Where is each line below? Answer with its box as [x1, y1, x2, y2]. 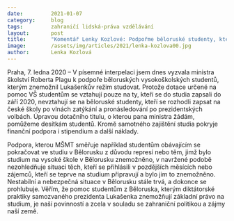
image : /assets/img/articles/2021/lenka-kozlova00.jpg [7, 42, 192, 49]
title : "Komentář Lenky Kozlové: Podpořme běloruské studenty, [7, 36, 217, 43]
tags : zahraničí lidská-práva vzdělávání [7, 23, 155, 30]
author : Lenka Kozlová [7, 49, 92, 56]
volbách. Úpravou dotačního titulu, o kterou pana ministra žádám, [7, 112, 195, 120]
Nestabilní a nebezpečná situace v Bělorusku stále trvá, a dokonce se [7, 177, 207, 186]
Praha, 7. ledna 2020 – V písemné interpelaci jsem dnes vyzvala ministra [7, 67, 214, 76]
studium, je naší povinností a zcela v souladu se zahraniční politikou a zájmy [7, 199, 225, 208]
